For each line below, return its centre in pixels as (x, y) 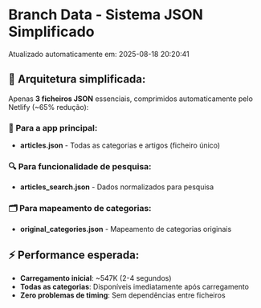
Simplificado (51, 32)
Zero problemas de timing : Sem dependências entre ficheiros (123, 295)
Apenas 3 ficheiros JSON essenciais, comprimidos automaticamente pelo (130, 99)
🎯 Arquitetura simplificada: (77, 79)
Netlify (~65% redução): (49, 107)
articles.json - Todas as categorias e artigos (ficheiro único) (120, 145)
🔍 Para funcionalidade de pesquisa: (80, 166)
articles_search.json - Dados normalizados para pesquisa (117, 187)
